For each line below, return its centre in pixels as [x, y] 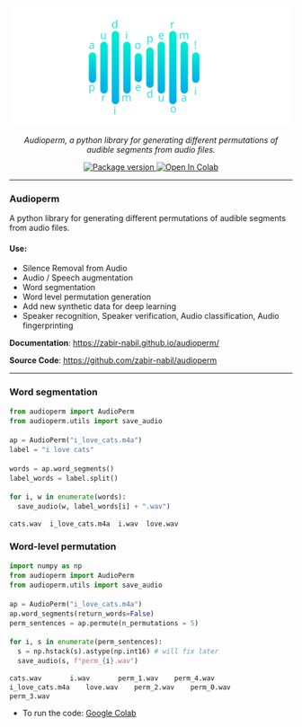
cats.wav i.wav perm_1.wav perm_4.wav [112, 678]
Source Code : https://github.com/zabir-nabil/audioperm [113, 360]
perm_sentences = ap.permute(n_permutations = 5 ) [104, 623]
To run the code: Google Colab [79, 713]
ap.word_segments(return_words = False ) [82, 614]
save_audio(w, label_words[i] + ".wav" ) [94, 507]
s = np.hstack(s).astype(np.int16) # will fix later [118, 652]
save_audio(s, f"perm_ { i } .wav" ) [78, 661]
